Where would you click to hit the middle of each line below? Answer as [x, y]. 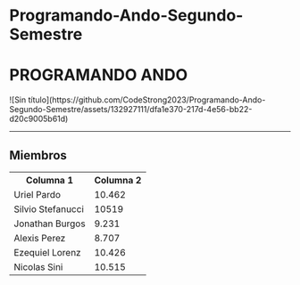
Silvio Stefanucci [49, 208]
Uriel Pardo [37, 194]
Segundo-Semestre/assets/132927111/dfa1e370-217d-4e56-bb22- [131, 110]
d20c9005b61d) [39, 119]
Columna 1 [50, 180]
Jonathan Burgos [50, 224]
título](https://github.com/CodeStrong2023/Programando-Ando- [147, 100]
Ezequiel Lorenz [48, 252]
